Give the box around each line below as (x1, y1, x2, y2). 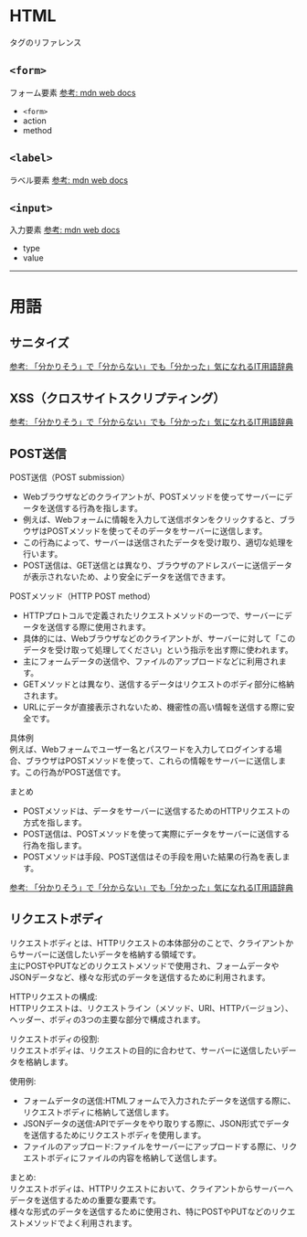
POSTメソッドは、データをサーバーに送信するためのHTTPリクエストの (22, 805, 291, 816)
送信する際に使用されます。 (47, 622, 151, 632)
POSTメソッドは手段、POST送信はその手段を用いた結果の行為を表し (22, 851, 282, 862)
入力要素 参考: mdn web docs (9, 225, 121, 236)
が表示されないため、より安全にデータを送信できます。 (22, 571, 231, 581)
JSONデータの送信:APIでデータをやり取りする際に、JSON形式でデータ (22, 1117, 291, 1129)
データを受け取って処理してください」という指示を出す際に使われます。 (22, 645, 294, 655)
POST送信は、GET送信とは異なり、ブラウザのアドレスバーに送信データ (22, 560, 292, 571)
